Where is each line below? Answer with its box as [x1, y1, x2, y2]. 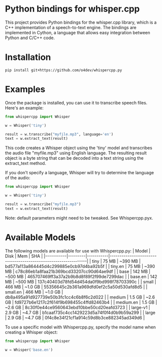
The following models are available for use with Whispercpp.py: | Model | [5, 248, 151, 253]
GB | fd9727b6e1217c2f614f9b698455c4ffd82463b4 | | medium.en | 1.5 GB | [5, 299, 157, 305]
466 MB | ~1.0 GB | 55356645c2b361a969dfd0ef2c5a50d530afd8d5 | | [5, 284, 147, 290]
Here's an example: [5, 105, 44, 111]
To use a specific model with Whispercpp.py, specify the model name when [5, 324, 156, 330]
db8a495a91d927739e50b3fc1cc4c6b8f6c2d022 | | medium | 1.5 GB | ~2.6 [5, 294, 155, 300]
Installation [5, 52, 51, 63]
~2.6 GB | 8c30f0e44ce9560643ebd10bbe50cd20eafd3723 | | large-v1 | [5, 304, 150, 310]
